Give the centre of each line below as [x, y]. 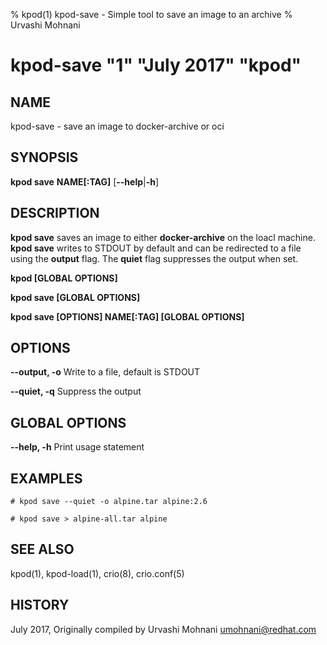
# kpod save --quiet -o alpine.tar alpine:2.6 [109, 502]
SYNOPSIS [44, 157]
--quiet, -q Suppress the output [76, 391]
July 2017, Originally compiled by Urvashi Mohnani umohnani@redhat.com [163, 629]
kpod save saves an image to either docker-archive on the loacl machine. [163, 237]
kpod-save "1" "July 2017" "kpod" [156, 65]
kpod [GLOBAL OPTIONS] [64, 278]
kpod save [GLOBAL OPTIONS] [75, 297]
